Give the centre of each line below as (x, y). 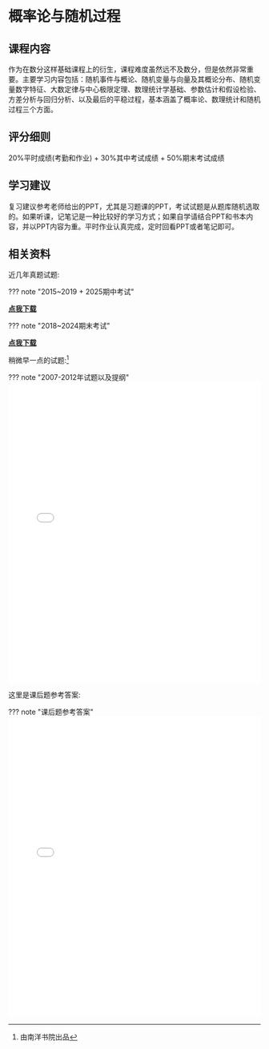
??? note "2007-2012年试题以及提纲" (69, 377)
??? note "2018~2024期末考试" (59, 326)
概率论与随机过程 (65, 16)
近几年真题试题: (34, 275)
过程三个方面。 (33, 109)
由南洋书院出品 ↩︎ (48, 1037)
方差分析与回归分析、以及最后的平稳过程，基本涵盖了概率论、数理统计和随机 (134, 99)
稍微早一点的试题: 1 (39, 360)
